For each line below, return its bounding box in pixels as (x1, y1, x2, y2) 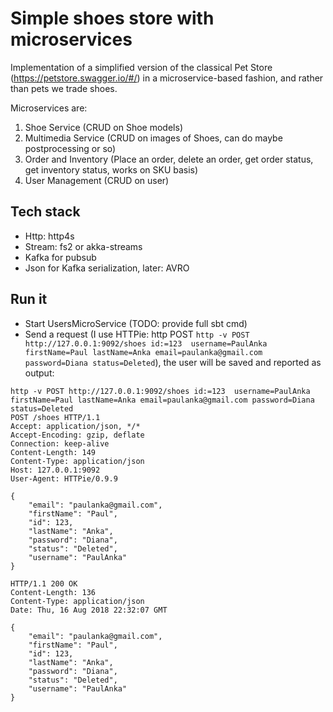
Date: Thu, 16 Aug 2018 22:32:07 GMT (10, 605, 168, 615)
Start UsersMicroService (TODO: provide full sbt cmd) (24, 317, 248, 329)
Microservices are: (10, 102, 88, 114)
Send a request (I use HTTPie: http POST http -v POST (24, 328, 250, 340)
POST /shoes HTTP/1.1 (10, 412, 101, 422)
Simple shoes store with (10, 7, 215, 30)
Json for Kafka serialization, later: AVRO (24, 262, 190, 274)
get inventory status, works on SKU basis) (24, 163, 199, 176)
